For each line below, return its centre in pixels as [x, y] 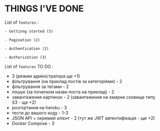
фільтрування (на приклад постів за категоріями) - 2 [67, 81]
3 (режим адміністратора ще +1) [46, 76]
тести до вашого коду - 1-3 [40, 113]
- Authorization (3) [26, 57]
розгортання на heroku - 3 [39, 107]
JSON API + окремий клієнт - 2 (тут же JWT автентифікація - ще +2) [83, 118]
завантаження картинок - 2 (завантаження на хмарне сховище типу [83, 97]
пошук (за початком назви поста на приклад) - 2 [63, 91]
